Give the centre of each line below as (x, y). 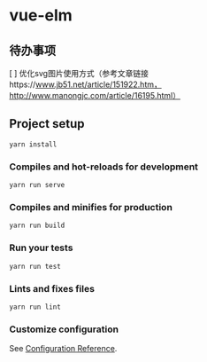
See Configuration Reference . (63, 349)
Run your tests (41, 248)
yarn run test (35, 266)
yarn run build (37, 226)
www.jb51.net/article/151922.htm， (98, 84)
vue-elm (41, 16)
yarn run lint (35, 307)
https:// (23, 84)
